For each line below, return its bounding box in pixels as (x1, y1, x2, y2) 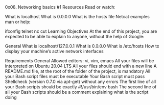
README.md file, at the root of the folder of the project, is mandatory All (5, 68, 151, 74)
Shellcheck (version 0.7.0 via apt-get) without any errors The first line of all (5, 79, 156, 84)
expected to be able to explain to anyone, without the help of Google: (5, 34, 144, 39)
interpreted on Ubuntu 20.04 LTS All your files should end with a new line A (5, 63, 157, 69)
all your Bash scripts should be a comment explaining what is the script (5, 89, 149, 95)
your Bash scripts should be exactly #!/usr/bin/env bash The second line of (5, 84, 157, 90)
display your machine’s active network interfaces (5, 49, 104, 54)
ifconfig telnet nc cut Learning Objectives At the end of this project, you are (5, 28, 158, 34)
